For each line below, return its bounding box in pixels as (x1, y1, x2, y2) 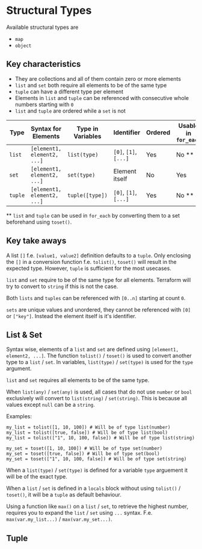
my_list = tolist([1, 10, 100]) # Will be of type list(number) (6, 424, 171, 431)
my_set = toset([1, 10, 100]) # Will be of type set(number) (6, 445, 163, 452)
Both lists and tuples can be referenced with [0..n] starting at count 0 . (6, 294, 186, 301)
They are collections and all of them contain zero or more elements (14, 75, 182, 82)
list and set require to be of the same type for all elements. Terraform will (6, 276, 191, 283)
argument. (6, 365, 32, 372)
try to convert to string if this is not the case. (6, 283, 118, 290)
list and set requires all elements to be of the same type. (6, 377, 150, 384)
